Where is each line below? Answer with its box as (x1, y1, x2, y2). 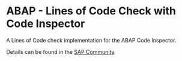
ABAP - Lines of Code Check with (6, 4, 176, 18)
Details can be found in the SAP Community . (6, 48, 116, 55)
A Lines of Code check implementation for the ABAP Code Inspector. (6, 36, 177, 44)
